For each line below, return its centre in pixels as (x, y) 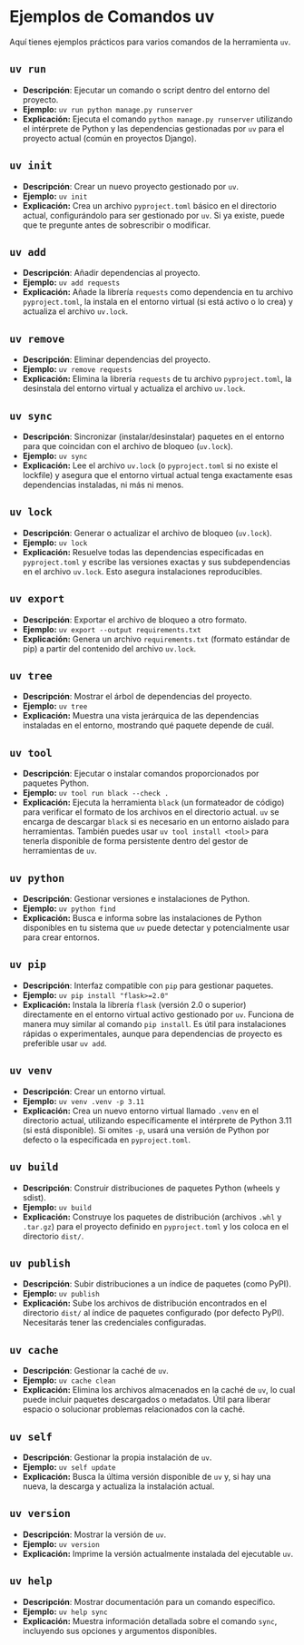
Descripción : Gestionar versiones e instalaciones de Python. (136, 899)
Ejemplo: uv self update (69, 1466)
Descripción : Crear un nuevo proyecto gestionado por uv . (130, 186)
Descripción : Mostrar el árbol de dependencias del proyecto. (137, 697)
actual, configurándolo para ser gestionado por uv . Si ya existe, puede (153, 215)
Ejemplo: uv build (57, 1207)
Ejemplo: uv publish (61, 1294)
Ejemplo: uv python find (69, 908)
